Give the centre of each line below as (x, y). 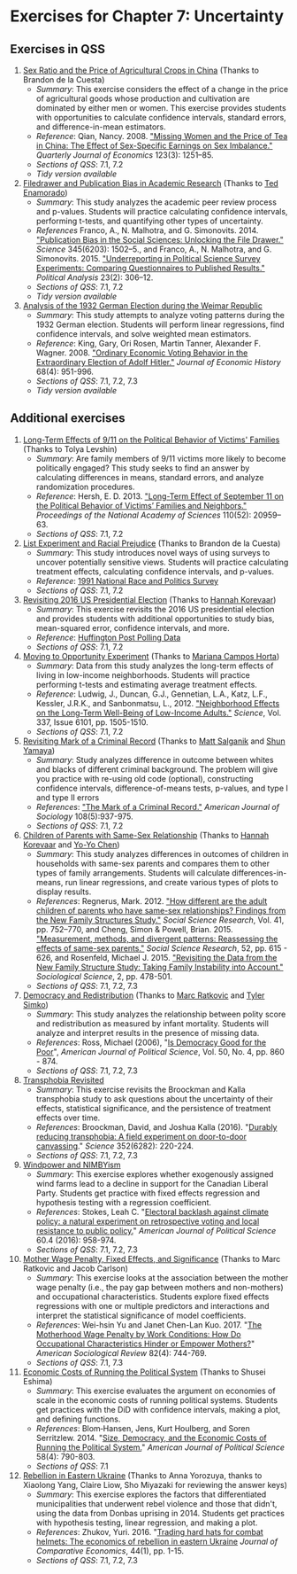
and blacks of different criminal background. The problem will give (157, 769)
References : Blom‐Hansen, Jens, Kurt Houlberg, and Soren (143, 1428)
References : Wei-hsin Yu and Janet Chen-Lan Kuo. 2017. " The (149, 1325)
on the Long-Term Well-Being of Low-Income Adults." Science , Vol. (159, 713)
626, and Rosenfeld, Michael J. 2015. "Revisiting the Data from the (156, 957)
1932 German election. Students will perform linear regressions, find (160, 324)
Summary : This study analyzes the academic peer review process (156, 202)
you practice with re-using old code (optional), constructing (145, 778)
